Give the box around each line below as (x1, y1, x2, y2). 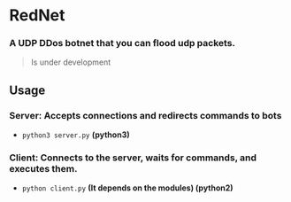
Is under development (30, 57, 111, 67)
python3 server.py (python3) (21, 129, 130, 140)
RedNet (9, 5, 65, 26)
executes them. (9, 163, 78, 175)
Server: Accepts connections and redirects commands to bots (9, 109, 282, 121)
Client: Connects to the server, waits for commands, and (9, 151, 257, 164)
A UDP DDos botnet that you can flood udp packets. (9, 37, 236, 50)
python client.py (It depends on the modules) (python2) (21, 183, 234, 193)
